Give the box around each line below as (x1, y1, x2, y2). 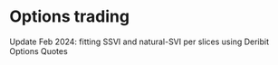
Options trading (9, 6, 129, 27)
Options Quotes (9, 45, 68, 56)
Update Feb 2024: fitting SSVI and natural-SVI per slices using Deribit (9, 36, 270, 47)
